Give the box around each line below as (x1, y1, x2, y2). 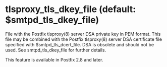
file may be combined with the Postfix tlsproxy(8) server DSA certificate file (5, 36, 162, 42)
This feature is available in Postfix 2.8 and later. (5, 56, 103, 62)
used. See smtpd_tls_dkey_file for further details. (5, 47, 106, 53)
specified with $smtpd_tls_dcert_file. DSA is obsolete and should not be (5, 41, 154, 47)
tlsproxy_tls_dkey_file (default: (5, 4, 136, 15)
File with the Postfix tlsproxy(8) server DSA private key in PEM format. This (5, 31, 161, 37)
